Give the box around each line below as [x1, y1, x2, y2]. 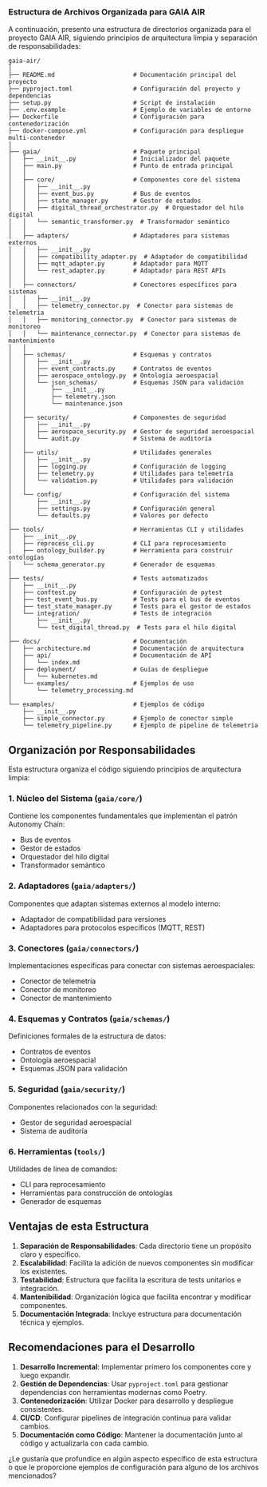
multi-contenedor [8, 134, 66, 142]
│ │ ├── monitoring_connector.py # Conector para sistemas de [8, 316, 238, 324]
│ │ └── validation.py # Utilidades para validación [8, 476, 234, 485]
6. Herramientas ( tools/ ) [8, 1146, 106, 1157]
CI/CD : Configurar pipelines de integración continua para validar [19, 1413, 232, 1422]
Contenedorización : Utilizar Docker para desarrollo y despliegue [19, 1396, 234, 1405]
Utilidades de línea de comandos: [8, 1164, 118, 1174]
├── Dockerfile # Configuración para [8, 113, 205, 122]
